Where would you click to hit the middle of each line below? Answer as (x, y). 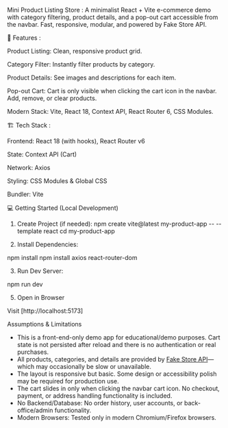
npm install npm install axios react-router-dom (72, 258)
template (29, 231)
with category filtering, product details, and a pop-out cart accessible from (113, 17)
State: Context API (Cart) (42, 154)
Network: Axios (29, 168)
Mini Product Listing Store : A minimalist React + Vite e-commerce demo (109, 10)
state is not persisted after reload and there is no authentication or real (116, 345)
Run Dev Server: (40, 271)
